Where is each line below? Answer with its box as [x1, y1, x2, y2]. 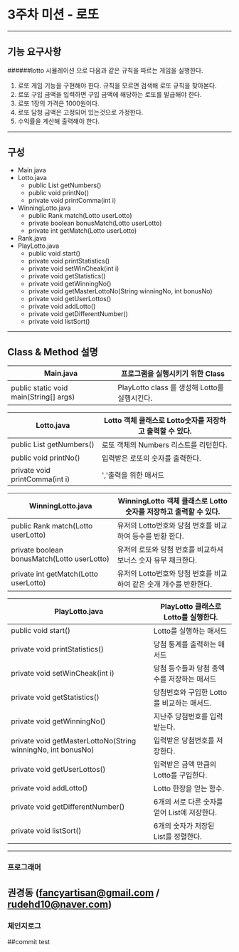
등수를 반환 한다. [132, 531, 184, 541]
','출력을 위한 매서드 [102, 471, 165, 481]
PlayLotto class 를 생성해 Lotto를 [117, 382, 224, 392]
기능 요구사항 [7, 46, 62, 58]
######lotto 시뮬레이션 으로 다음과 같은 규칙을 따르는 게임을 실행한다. [7, 66, 203, 75]
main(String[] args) [11, 392, 75, 402]
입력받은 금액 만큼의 [153, 760, 217, 770]
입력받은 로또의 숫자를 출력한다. [102, 454, 201, 464]
